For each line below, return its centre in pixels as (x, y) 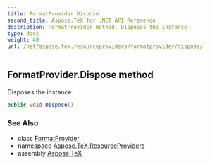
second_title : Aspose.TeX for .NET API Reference (82, 20)
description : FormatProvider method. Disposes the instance (98, 27)
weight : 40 (23, 40)
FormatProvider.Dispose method (80, 75)
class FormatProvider (48, 138)
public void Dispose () (41, 105)
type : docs (23, 33)
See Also (23, 122)
